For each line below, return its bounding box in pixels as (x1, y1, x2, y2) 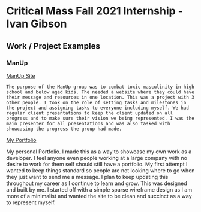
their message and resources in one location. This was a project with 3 (6, 94, 195, 100)
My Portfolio (6, 136, 37, 143)
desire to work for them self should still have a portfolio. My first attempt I (6, 160, 188, 168)
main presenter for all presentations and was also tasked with (6, 120, 170, 126)
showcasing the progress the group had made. (6, 126, 122, 132)
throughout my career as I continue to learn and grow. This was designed (6, 180, 187, 187)
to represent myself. (6, 199, 56, 206)
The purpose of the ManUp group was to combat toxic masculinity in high (6, 84, 195, 90)
